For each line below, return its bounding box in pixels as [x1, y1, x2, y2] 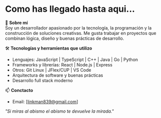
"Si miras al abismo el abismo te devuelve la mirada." [5, 108, 114, 114]
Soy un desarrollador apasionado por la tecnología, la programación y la [5, 25, 152, 30]
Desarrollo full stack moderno [12, 77, 73, 83]
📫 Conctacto [5, 87, 34, 93]
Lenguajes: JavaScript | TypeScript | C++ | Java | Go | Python [12, 57, 138, 62]
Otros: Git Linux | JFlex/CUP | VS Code [12, 67, 91, 73]
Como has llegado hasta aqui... [5, 3, 135, 15]
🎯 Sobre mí [5, 20, 28, 26]
